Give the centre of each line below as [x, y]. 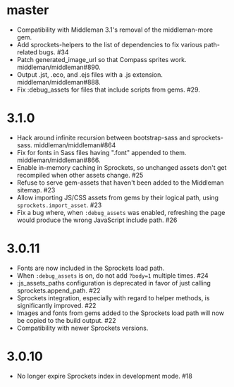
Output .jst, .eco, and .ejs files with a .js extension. [90, 74]
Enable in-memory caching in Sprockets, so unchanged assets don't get [122, 167]
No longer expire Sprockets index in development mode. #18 [105, 376]
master [28, 10]
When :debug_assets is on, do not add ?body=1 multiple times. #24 [112, 275]
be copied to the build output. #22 [66, 320]
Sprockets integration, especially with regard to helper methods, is [113, 297]
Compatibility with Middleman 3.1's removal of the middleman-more [115, 30]
